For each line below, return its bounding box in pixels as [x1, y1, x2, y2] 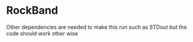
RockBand [6, 4, 58, 17]
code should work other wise [6, 29, 79, 37]
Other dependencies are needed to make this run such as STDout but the [6, 23, 187, 31]
